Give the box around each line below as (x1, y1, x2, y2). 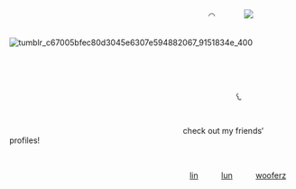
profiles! (9, 135, 41, 146)
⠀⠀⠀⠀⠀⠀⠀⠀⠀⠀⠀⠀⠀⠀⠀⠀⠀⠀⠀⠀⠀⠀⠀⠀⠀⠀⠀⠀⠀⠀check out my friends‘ (9, 126, 264, 136)
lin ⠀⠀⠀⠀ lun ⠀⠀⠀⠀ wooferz (189, 170, 287, 181)
